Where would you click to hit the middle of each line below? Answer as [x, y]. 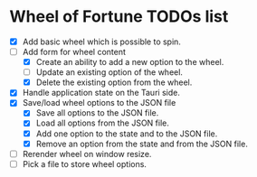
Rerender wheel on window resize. [87, 154]
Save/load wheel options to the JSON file [99, 103]
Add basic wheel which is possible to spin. [101, 42]
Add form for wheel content [74, 52]
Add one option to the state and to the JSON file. [127, 134]
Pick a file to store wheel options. [85, 163]
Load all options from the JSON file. [103, 123]
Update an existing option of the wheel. [109, 72]
